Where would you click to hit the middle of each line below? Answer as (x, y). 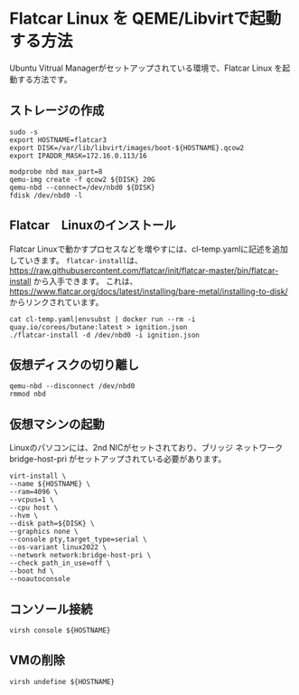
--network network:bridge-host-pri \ (80, 556)
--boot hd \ (32, 571)
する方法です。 (44, 79)
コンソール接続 (51, 609)
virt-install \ (38, 476)
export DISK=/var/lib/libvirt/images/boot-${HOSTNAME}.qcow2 (127, 148)
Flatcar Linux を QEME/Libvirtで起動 (145, 19)
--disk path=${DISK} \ (52, 524)
